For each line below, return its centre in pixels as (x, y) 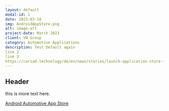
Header (17, 82)
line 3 (12, 57)
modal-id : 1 (18, 15)
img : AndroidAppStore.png (32, 24)
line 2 (12, 52)
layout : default (22, 10)
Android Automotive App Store (37, 103)
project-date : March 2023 (32, 33)
